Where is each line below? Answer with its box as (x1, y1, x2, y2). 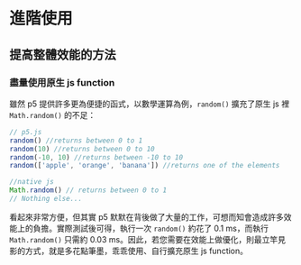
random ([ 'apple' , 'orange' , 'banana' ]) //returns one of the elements (9, 161, 280, 170)
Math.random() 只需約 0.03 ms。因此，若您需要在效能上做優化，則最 (9, 233, 263, 244)
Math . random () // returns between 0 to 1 (9, 186, 168, 195)
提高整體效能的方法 (9, 47, 116, 62)
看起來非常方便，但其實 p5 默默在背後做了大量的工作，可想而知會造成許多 (9, 211, 284, 222)
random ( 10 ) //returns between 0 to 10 (9, 144, 155, 153)
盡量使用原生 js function (9, 76, 115, 88)
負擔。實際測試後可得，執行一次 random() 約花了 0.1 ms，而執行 (32, 223, 269, 233)
